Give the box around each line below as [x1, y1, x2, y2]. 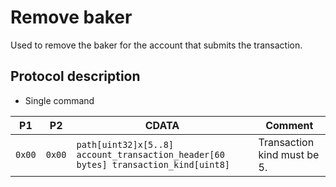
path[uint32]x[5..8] [76, 139, 174, 150]
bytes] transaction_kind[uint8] [76, 159, 231, 170]
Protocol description [10, 68, 141, 85]
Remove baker [10, 6, 133, 29]
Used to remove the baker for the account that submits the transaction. [10, 39, 303, 51]
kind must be [258, 147, 320, 161]
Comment [265, 118, 314, 132]
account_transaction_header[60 [76, 149, 225, 160]
